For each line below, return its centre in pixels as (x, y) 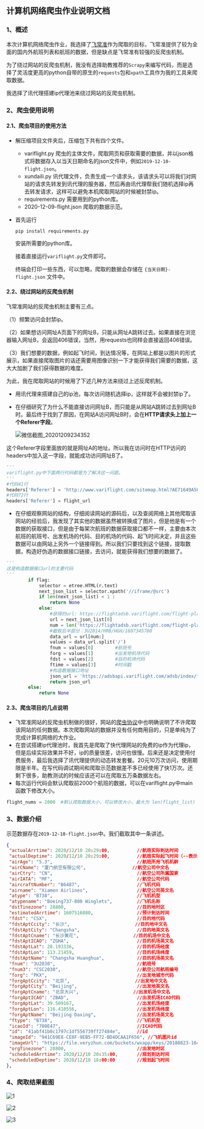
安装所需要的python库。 (45, 243)
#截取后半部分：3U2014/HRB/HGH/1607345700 (101, 631)
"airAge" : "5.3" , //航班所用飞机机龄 (94, 862)
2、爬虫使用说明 (30, 110)
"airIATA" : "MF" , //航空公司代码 (89, 879)
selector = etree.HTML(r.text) (78, 585)
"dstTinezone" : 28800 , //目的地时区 (87, 907)
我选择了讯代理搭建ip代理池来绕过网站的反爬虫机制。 (72, 93)
